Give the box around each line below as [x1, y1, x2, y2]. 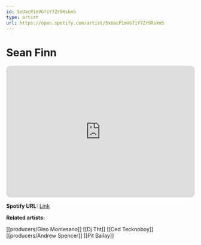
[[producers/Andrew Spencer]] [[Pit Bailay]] [6, 232, 114, 240]
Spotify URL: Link [6, 202, 50, 210]
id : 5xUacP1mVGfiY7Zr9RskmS [6, 8, 77, 15]
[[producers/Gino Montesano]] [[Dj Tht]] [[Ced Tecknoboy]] [6, 226, 154, 233]
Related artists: [6, 214, 45, 222]
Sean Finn [6, 46, 57, 59]
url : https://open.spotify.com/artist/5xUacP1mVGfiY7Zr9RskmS [6, 20, 165, 26]
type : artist [6, 14, 39, 20]
